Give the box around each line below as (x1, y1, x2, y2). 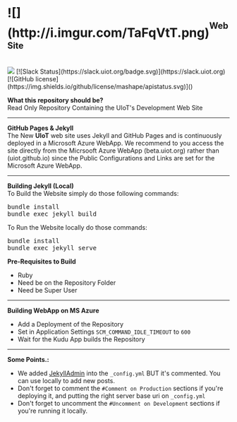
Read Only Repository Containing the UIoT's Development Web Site (7, 104, 203, 112)
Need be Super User (17, 286, 78, 295)
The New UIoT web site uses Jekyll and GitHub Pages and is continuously (7, 131, 222, 140)
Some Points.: (7, 356, 49, 364)
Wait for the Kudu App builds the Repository (17, 335, 146, 344)
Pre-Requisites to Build (7, 257, 76, 266)
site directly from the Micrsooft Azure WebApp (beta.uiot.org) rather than (7, 146, 220, 155)
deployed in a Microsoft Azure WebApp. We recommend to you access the (7, 139, 224, 148)
